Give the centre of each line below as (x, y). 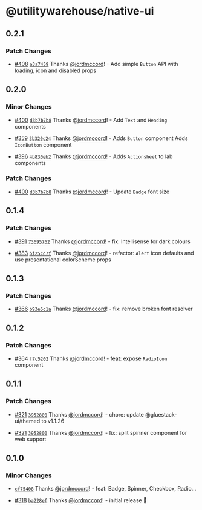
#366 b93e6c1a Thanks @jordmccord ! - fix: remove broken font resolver (103, 309)
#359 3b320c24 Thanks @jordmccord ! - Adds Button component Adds (101, 138)
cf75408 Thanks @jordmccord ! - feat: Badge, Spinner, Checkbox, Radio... (105, 489)
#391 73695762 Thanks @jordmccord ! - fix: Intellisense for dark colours (103, 241)
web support (30, 439)
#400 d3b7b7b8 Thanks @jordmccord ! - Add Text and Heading (91, 120)
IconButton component (43, 144)
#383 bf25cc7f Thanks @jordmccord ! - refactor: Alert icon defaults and (104, 253)
